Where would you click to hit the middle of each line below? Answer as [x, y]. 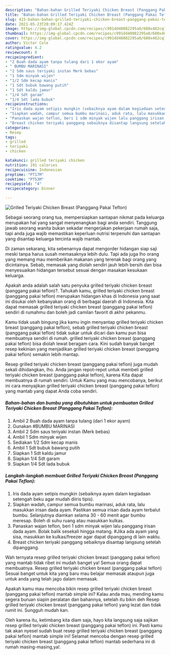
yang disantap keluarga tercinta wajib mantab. [53, 239]
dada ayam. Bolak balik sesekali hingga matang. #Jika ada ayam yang [85, 531]
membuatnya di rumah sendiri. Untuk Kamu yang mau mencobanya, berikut [84, 380]
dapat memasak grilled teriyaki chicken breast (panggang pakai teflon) [79, 307]
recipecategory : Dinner [30, 189]
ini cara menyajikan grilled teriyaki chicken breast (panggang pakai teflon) [82, 386]
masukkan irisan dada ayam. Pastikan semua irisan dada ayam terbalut [86, 510]
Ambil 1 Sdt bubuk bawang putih [46, 448]
